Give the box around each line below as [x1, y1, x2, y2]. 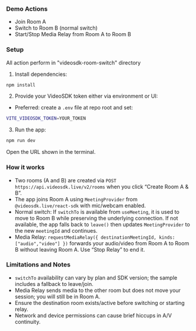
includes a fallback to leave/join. [14, 280, 94, 287]
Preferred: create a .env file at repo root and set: [14, 104, 133, 111]
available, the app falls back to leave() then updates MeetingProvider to [14, 221, 191, 228]
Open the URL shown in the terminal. [6, 149, 96, 156]
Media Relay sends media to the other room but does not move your [14, 287, 181, 294]
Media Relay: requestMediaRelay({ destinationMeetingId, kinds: [14, 233, 175, 240]
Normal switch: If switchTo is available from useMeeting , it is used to [14, 208, 179, 215]
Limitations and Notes [6, 261, 71, 269]
